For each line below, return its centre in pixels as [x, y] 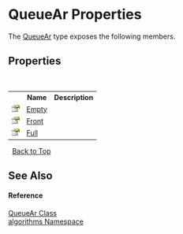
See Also [30, 175]
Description [74, 98]
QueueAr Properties [75, 15]
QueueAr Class [33, 214]
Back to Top [31, 150]
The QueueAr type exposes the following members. [92, 36]
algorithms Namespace [46, 221]
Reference [26, 195]
